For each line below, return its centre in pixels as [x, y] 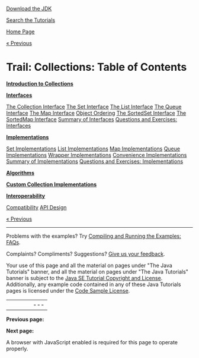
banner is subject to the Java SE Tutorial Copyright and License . [84, 278]
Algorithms [20, 172]
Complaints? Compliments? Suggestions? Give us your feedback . [86, 254]
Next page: [20, 331]
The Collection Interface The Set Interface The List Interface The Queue [94, 106]
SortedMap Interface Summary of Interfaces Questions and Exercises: [92, 119]
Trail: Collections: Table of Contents [97, 67]
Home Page [20, 32]
